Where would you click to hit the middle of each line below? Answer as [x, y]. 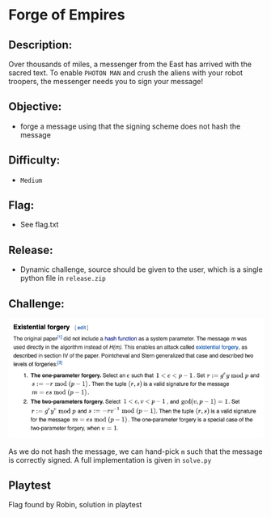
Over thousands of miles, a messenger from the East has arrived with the [130, 64]
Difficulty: [34, 161]
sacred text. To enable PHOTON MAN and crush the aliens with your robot [126, 73]
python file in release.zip [63, 278]
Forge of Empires [67, 15]
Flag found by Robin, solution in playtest [75, 505]
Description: [40, 45]
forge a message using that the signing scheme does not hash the [130, 126]
